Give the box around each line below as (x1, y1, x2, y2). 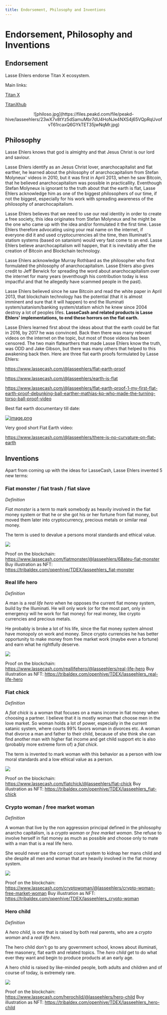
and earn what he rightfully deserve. (5, 641, 80, 647)
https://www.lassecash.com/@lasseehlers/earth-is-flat (5, 376, 118, 382)
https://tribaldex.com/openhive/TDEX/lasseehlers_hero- (44, 999, 160, 1005)
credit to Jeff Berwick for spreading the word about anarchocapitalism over (5, 268, 160, 274)
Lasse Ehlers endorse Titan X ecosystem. (5, 72, 91, 78)
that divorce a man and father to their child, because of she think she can (5, 731, 156, 737)
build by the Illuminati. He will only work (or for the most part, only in (5, 605, 146, 611)
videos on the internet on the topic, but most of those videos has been (5, 335, 150, 341)
